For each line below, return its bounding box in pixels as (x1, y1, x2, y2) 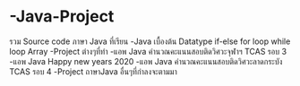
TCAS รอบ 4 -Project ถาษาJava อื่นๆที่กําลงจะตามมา (9, 65, 177, 77)
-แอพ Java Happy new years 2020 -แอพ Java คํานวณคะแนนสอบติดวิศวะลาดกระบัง (9, 56, 283, 66)
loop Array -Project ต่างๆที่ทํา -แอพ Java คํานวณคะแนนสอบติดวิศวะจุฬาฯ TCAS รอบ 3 (9, 46, 287, 56)
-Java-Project (9, 6, 115, 27)
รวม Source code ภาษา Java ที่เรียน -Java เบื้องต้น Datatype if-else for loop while (9, 36, 291, 47)
